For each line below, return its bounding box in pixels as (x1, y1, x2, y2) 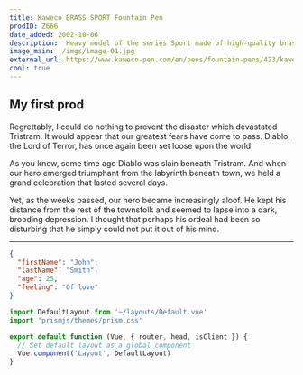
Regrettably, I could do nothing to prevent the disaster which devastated (9, 121, 278, 132)
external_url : (9, 55, 63, 64)
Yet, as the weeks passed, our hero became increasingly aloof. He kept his (9, 194, 287, 205)
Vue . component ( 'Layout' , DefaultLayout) (17, 349, 171, 358)
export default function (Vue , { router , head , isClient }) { (9, 332, 248, 342)
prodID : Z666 (9, 22, 59, 31)
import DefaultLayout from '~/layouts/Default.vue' (9, 307, 207, 316)
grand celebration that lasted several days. (9, 177, 169, 188)
